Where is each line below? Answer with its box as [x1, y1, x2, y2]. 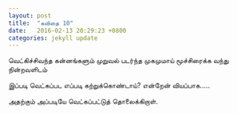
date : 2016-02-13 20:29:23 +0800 [8, 26, 127, 34]
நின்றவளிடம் [8, 65, 48, 74]
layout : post [8, 11, 52, 20]
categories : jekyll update [8, 33, 98, 42]
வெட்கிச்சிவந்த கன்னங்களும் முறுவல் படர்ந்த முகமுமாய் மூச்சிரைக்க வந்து [8, 56, 229, 65]
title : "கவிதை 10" [8, 19, 74, 27]
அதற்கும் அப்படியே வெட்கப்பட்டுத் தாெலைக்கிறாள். [8, 96, 158, 106]
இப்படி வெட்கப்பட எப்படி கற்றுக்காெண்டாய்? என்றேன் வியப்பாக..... [8, 81, 211, 90]
